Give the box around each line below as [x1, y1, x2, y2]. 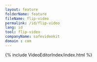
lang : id [5, 25, 23, 30]
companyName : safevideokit [5, 34, 60, 39]
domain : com [5, 39, 32, 44]
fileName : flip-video [5, 16, 49, 21]
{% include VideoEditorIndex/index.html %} [5, 52, 93, 58]
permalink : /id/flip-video [5, 20, 60, 26]
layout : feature [5, 7, 38, 12]
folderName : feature [5, 12, 47, 16]
